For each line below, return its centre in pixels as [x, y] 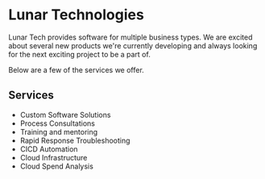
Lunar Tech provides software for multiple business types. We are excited [130, 37]
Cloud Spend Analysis [57, 166]
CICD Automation [49, 149]
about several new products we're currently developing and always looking [133, 45]
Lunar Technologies [77, 15]
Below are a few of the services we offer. [77, 69]
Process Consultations [57, 123]
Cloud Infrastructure [54, 157]
